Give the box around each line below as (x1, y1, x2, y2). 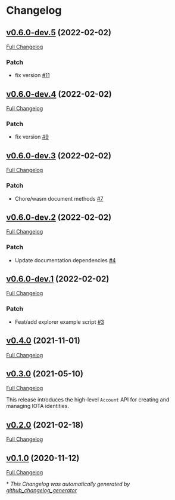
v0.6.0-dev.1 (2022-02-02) (6, 274, 110, 284)
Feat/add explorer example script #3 (14, 318, 104, 326)
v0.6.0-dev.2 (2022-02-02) (6, 212, 112, 222)
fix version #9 (14, 133, 49, 140)
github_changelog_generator (6, 486, 77, 493)
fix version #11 (14, 72, 50, 79)
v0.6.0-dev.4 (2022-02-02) (6, 89, 112, 99)
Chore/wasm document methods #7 (14, 195, 104, 202)
